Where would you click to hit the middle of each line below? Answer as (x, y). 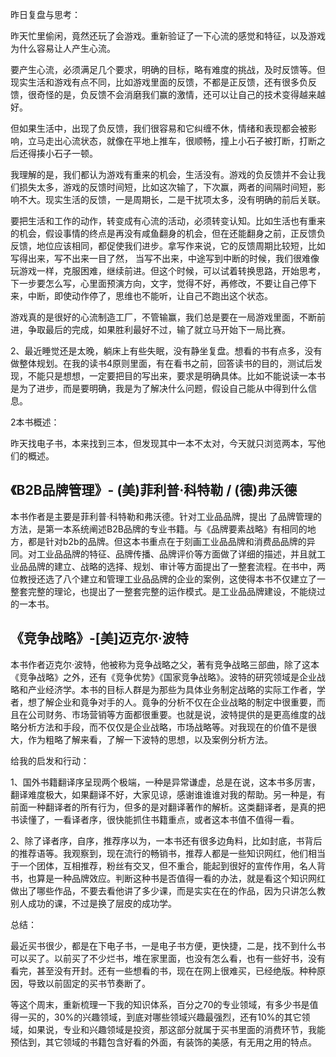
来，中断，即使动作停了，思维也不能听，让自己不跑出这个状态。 (141, 296)
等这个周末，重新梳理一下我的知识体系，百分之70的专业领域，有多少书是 (160, 1004)
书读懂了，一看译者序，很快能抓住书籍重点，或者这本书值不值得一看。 (155, 819)
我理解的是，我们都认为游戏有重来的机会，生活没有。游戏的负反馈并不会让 (163, 174)
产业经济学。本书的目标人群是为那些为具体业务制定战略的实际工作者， (172, 689)
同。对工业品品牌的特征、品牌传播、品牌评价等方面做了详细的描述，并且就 (163, 554)
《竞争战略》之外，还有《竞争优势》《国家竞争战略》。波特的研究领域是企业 (163, 677)
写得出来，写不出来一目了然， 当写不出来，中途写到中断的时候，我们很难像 (165, 258)
